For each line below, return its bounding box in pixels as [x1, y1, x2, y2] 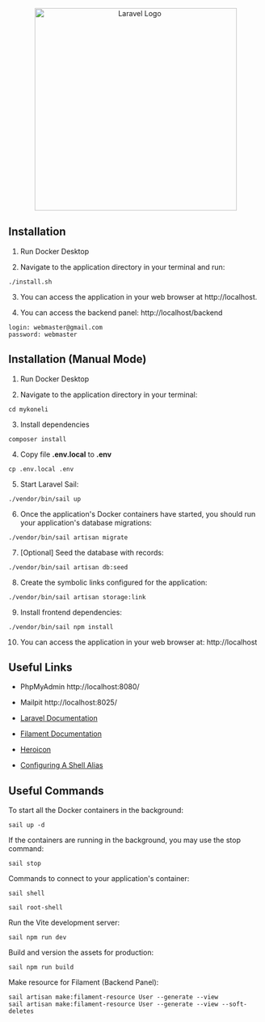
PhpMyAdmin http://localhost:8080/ [19, 682, 140, 692]
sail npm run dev [8, 934, 67, 942]
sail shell [8, 889, 45, 898]
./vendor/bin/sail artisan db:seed [8, 563, 128, 571]
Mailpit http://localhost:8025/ [19, 697, 117, 708]
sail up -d [8, 821, 45, 829]
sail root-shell [8, 904, 63, 912]
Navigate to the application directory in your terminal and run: [19, 262, 225, 271]
